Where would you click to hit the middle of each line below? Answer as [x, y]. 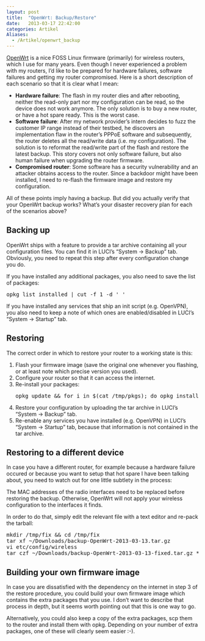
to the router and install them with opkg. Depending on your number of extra [102, 625]
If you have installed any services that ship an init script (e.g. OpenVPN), [97, 306]
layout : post [23, 12]
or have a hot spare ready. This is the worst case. [77, 115]
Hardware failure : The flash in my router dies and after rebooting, [98, 96]
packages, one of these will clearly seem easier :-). [71, 631]
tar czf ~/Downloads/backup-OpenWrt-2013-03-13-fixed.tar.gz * [103, 553]
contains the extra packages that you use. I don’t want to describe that [95, 600]
